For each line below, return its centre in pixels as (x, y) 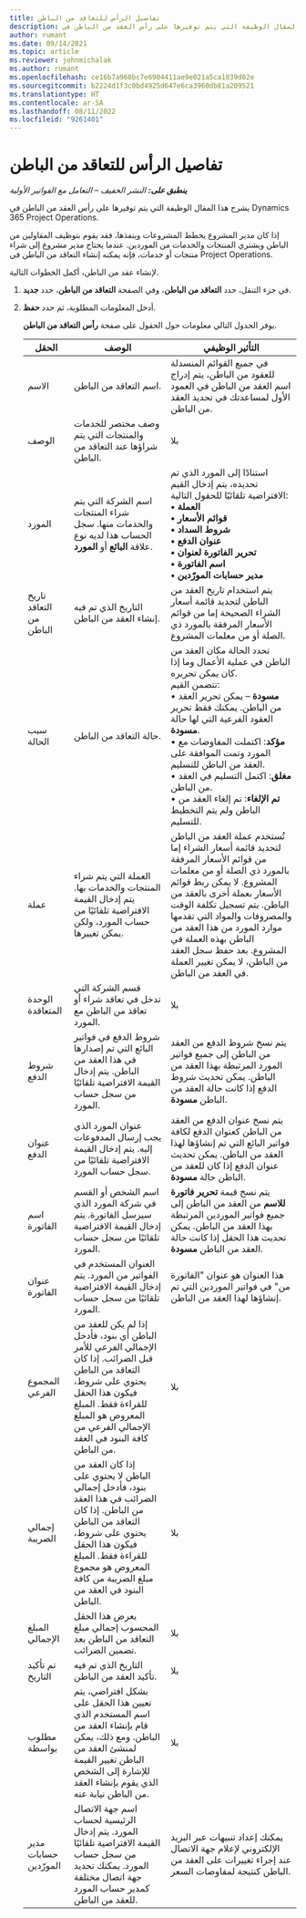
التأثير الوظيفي (231, 347)
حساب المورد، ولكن (112, 922)
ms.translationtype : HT (55, 94)
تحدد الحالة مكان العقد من (220, 650)
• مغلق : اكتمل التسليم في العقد (231, 776)
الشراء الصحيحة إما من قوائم (226, 613)
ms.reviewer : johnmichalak (61, 60)
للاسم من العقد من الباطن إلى (228, 1203)
